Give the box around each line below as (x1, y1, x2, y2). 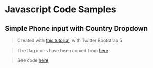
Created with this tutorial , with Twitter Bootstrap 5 (17, 37, 122, 43)
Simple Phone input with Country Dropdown (5, 24, 148, 33)
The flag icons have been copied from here (17, 48, 108, 53)
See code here (17, 57, 49, 63)
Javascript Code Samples (5, 4, 116, 15)
